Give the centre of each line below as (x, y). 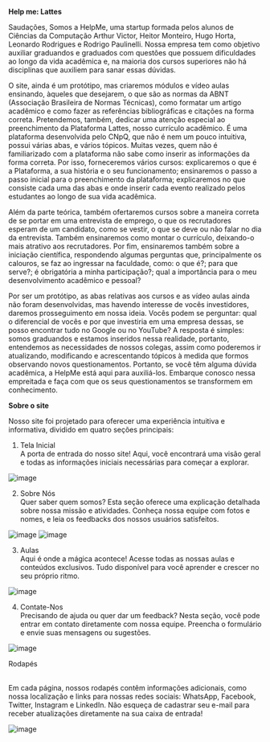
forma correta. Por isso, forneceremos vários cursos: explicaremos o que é (133, 162)
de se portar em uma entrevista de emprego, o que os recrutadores (120, 221)
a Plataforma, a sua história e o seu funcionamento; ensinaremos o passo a (133, 171)
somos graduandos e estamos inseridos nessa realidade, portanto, (119, 338)
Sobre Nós (38, 493)
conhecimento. (33, 390)
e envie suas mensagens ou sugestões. (85, 633)
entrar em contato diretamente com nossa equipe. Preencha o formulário (141, 624)
